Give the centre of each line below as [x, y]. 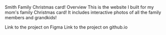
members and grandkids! [31, 17]
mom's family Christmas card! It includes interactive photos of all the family [83, 12]
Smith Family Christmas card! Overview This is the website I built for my [79, 7]
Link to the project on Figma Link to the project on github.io [66, 27]
